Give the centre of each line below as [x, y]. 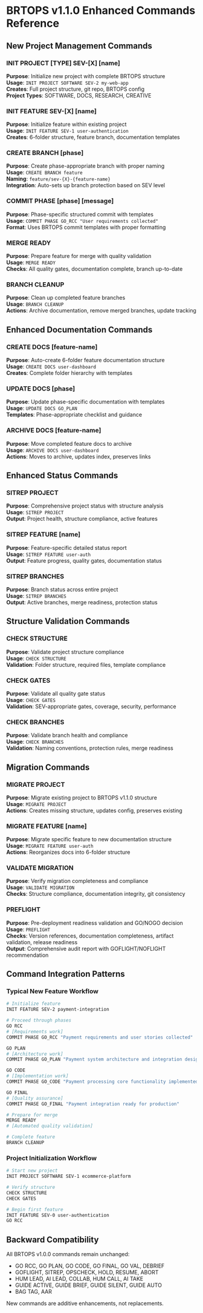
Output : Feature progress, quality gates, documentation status [84, 560]
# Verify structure [31, 1188]
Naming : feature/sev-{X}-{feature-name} [58, 179]
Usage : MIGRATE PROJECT [36, 804]
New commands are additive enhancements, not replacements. [85, 1303]
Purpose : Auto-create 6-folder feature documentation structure [85, 360]
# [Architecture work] [35, 1054]
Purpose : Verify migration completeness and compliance [77, 881]
